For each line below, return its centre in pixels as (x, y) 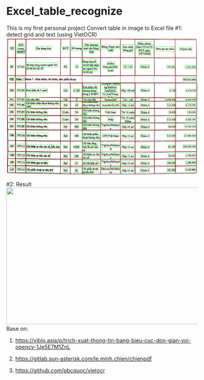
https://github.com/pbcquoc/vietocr (60, 370)
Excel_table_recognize (65, 11)
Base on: (17, 328)
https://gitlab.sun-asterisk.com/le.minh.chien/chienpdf (83, 358)
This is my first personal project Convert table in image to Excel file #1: (94, 28)
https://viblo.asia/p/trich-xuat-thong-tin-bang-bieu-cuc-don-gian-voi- (103, 340)
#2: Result (19, 184)
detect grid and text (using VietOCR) (52, 34)
